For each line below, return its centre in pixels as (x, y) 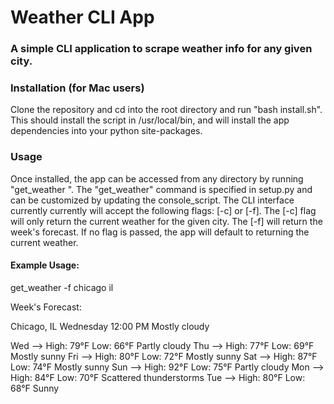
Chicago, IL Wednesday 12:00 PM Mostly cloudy (110, 326)
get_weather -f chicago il (62, 287)
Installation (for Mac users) (77, 88)
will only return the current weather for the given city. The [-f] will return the (166, 221)
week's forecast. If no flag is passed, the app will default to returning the (160, 232)
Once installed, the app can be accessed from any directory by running (157, 178)
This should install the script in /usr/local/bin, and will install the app (150, 120)
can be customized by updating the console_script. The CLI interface (152, 200)
